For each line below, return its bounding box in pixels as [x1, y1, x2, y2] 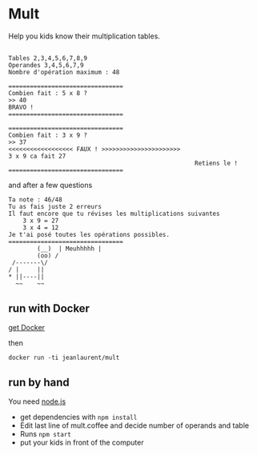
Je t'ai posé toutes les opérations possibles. [8, 231, 171, 239]
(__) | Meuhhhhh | [37, 245, 102, 253]
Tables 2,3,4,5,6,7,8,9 [8, 54, 88, 62]
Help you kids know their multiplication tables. [8, 31, 160, 41]
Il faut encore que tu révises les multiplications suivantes [8, 210, 220, 218]
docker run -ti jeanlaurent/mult [8, 353, 120, 362]
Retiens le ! [195, 159, 239, 168]
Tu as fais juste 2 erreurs [8, 203, 102, 211]
